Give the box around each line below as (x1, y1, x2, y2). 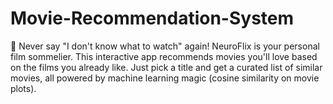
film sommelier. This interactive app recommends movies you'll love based (10, 50, 318, 62)
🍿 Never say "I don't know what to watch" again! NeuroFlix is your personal (10, 40, 320, 52)
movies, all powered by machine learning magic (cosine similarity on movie (10, 72, 320, 84)
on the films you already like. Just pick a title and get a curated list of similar (10, 61, 323, 73)
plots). (10, 82, 37, 94)
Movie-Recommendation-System (10, 7, 295, 30)
